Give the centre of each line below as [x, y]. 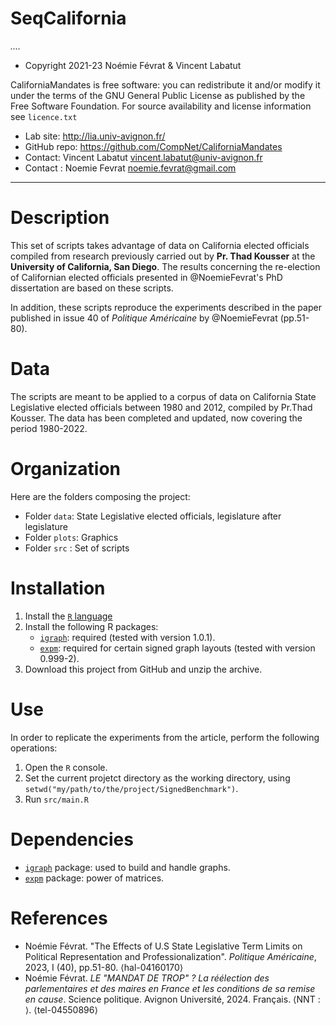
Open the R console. [66, 767]
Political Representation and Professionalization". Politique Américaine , [170, 956]
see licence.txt [44, 116]
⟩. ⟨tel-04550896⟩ [61, 1009]
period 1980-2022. [49, 428]
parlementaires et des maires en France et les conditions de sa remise [170, 988]
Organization [65, 469]
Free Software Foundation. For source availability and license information [161, 106]
